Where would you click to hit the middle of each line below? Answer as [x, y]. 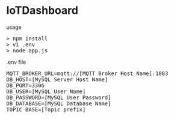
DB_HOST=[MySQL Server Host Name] [57, 79]
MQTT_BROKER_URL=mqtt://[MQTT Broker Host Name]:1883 [87, 73]
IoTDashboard [42, 11]
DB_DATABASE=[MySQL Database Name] [59, 103]
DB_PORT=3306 [26, 85]
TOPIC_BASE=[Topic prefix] [46, 109]
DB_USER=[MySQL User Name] [46, 91]
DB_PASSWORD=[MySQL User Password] [59, 97]
